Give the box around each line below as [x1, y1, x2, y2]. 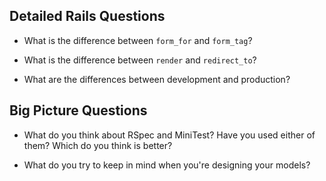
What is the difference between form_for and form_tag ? [23, 34, 253, 46]
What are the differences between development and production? [23, 73, 291, 85]
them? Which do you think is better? [23, 139, 173, 151]
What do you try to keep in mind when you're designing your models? [23, 159, 311, 171]
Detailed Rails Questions [9, 8, 166, 25]
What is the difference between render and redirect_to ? [23, 54, 257, 66]
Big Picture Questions [9, 102, 148, 119]
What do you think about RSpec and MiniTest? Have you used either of [23, 129, 316, 141]
